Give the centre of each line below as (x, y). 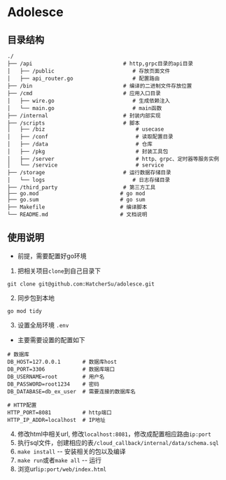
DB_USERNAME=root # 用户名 (56, 376)
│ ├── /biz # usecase (86, 129)
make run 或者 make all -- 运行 (59, 460)
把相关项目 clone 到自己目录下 (59, 271)
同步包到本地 (36, 297)
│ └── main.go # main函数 (85, 108)
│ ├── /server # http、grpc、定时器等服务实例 (113, 159)
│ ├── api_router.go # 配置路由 (84, 78)
